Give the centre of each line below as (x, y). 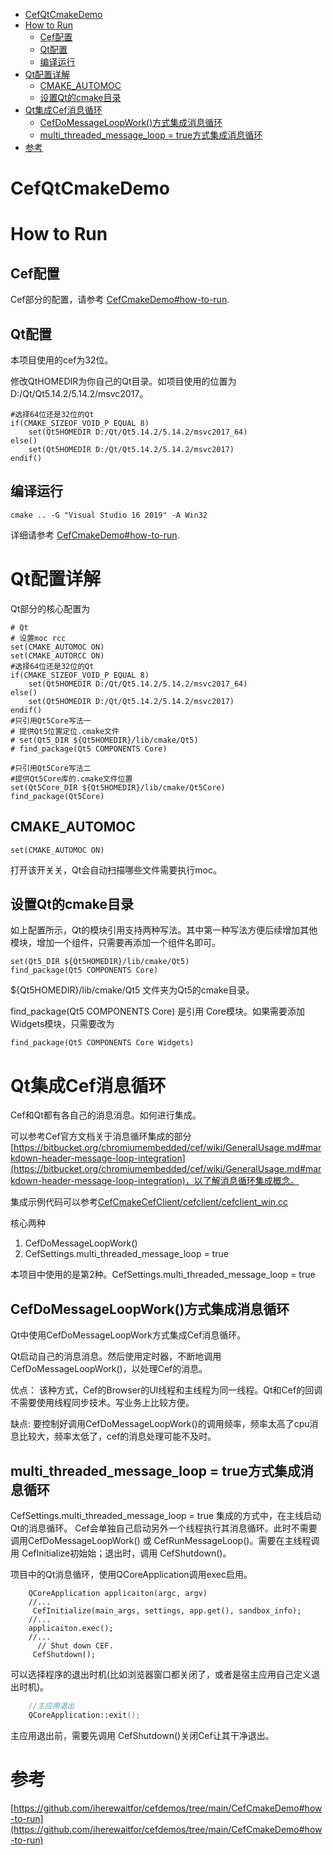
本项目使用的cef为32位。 (62, 360)
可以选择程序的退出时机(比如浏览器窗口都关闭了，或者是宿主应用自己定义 (161, 1674)
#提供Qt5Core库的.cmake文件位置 (71, 779)
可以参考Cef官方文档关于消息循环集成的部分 (101, 1136)
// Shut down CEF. (75, 1645)
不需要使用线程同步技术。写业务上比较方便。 (102, 1403)
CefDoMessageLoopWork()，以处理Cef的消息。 (109, 1369)
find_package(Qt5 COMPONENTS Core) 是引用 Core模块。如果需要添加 (157, 1011)
